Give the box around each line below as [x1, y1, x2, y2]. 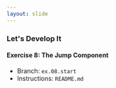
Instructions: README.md [16, 74, 84, 82]
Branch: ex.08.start [16, 66, 77, 75]
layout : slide [6, 10, 49, 18]
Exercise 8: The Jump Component [6, 51, 109, 60]
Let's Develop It [6, 33, 62, 43]
